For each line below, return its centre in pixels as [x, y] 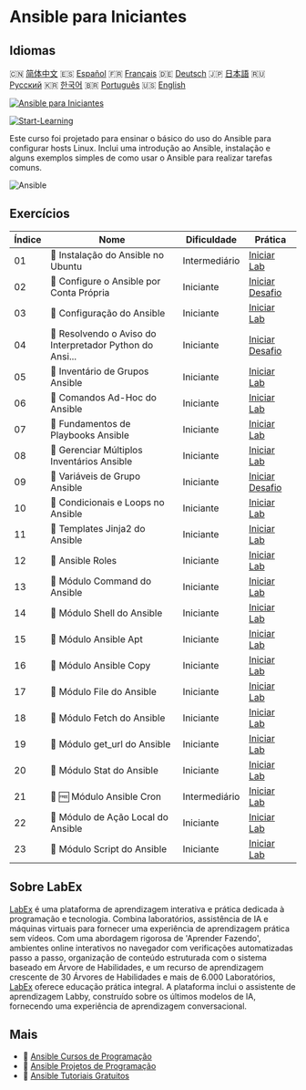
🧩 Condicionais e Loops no [107, 502]
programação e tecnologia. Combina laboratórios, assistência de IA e [139, 919]
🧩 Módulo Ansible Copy [100, 665]
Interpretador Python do [102, 345]
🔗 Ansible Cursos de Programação [87, 1056]
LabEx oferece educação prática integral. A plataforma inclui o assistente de [153, 986]
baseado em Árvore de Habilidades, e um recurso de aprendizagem [137, 967]
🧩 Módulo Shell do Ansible [106, 613]
